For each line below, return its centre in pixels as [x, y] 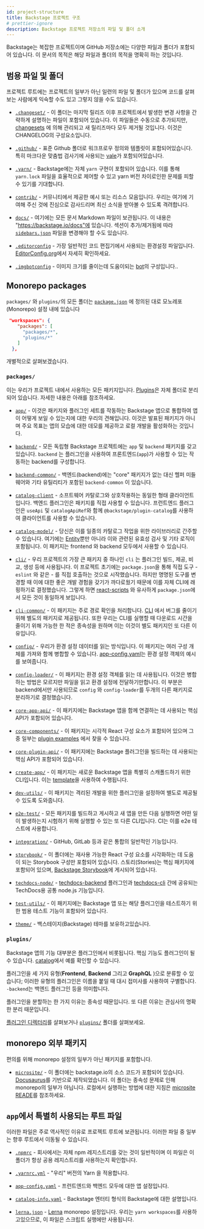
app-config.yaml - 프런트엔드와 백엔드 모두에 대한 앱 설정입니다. [92, 1186]
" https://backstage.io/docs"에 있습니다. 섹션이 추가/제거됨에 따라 [94, 225]
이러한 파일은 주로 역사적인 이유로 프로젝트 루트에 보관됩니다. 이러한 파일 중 [96, 1132]
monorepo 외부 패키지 [47, 1043]
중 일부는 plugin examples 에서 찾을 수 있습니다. [73, 738]
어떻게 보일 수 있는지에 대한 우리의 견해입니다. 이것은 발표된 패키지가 [103, 418]
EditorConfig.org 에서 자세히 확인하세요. [63, 253]
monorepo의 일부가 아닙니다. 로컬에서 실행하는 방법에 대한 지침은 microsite [105, 1087]
